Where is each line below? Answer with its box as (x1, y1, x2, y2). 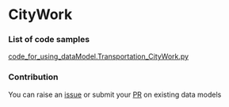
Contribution (8, 71, 59, 82)
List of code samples (8, 34, 90, 45)
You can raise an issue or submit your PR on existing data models (8, 90, 222, 99)
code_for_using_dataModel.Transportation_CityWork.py (8, 52, 189, 61)
